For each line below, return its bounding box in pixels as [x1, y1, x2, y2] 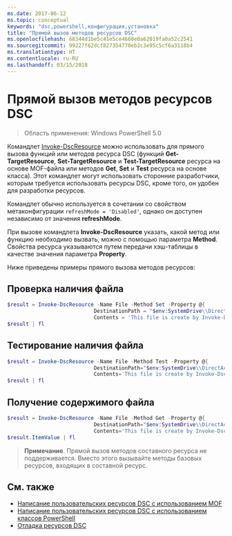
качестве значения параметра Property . [7, 249, 127, 258]
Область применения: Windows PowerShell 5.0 [23, 128, 162, 137]
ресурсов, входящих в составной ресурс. [23, 461, 148, 470]
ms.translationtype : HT [7, 49, 76, 56]
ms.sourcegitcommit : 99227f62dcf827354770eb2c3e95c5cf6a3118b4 [7, 42, 193, 49]
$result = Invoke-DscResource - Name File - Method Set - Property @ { [7, 301, 206, 308]
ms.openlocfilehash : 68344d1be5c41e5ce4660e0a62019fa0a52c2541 [7, 36, 193, 43]
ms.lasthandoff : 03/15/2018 [7, 61, 88, 68]
